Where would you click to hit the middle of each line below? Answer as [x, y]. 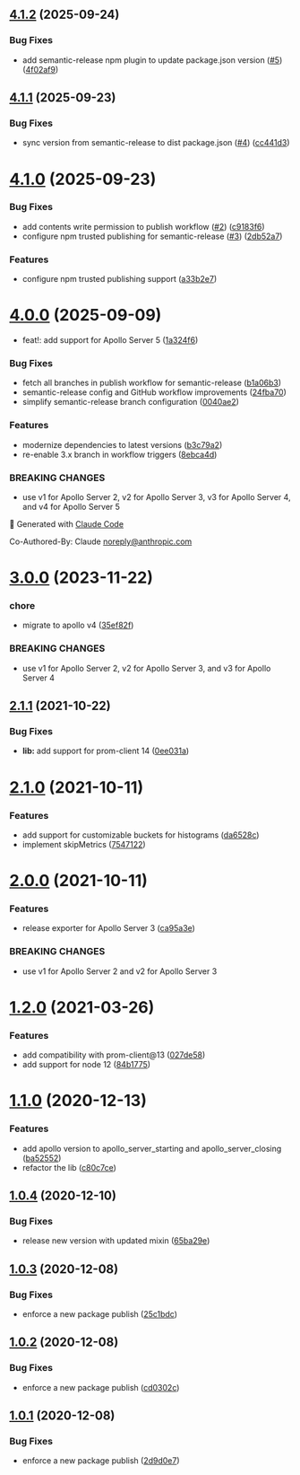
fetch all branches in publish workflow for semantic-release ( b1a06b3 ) [152, 383]
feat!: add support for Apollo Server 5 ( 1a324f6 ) [110, 340]
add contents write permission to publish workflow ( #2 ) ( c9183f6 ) [144, 226]
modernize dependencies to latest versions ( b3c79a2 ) [122, 444]
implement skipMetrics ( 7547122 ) [84, 844]
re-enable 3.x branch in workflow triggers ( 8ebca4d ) [120, 454]
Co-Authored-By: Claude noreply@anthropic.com [101, 541]
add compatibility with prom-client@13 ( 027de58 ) [114, 1055]
